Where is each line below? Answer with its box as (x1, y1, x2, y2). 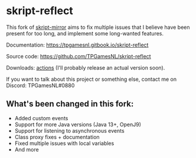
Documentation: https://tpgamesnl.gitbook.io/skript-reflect (6, 41, 149, 48)
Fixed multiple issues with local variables (14, 140, 115, 147)
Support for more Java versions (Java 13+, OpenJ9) (14, 121, 142, 128)
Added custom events (14, 114, 68, 121)
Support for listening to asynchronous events (14, 127, 125, 134)
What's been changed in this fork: (6, 99, 134, 109)
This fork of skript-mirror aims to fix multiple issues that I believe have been (6, 24, 190, 31)
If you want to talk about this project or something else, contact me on (6, 75, 177, 83)
